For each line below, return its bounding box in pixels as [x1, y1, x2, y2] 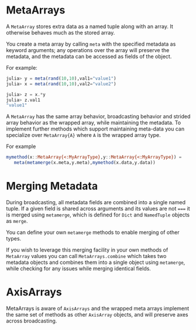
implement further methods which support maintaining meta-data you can [6, 125, 185, 132]
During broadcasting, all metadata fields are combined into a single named [6, 199, 186, 205]
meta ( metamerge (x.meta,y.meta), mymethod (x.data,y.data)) [13, 160, 156, 166]
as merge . [6, 218, 28, 224]
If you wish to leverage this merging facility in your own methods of [6, 246, 169, 253]
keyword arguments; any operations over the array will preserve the [6, 46, 170, 53]
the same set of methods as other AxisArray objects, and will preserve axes [6, 311, 188, 318]
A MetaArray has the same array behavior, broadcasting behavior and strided [6, 113, 191, 120]
